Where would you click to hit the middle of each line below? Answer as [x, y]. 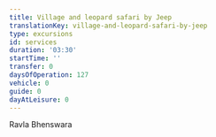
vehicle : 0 [29, 83]
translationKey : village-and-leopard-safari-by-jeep [108, 26]
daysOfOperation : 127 [49, 75]
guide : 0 [25, 91]
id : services [33, 42]
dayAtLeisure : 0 [39, 99]
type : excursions [41, 34]
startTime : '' [35, 58]
